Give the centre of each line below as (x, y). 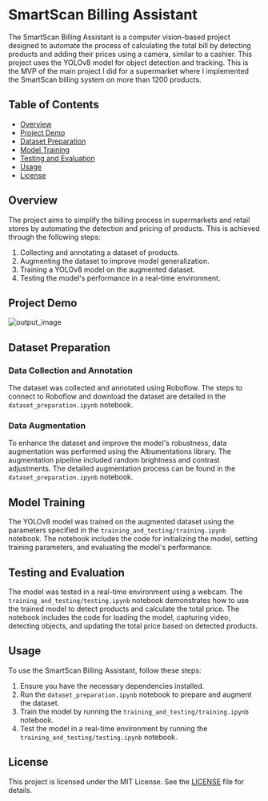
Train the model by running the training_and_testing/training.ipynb (134, 711)
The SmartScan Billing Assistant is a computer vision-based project (119, 37)
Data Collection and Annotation (71, 370)
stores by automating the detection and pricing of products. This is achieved (134, 228)
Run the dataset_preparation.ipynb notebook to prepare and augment (136, 694)
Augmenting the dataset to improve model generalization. (114, 261)
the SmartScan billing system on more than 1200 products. (105, 79)
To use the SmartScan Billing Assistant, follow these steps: (105, 670)
